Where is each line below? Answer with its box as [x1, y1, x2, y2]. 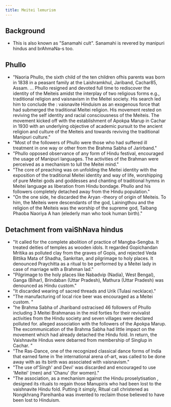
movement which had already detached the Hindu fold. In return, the [12, 332, 157, 338]
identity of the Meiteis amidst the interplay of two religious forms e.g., [12, 90, 160, 96]
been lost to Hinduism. [12, 397, 60, 403]
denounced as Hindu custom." [12, 283, 77, 289]
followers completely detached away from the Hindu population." [12, 188, 150, 195]
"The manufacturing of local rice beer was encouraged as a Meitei [12, 294, 153, 300]
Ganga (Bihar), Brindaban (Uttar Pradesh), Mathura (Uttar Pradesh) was [12, 277, 164, 283]
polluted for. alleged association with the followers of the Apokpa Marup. [12, 321, 166, 327]
